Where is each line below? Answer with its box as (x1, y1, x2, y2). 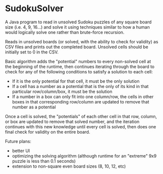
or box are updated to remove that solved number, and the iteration (5, 119, 140, 124)
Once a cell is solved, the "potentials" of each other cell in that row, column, (5, 113, 157, 119)
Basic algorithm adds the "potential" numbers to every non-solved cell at (5, 58, 151, 64)
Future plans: (5, 138, 32, 144)
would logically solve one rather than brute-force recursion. (5, 29, 125, 35)
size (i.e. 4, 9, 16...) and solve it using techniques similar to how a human (5, 24, 150, 30)
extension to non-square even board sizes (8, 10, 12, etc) (12, 163, 126, 169)
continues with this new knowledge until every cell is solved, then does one (5, 123, 157, 129)
